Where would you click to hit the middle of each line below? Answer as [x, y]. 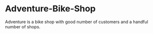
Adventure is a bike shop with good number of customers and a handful [77, 22]
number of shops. [23, 26]
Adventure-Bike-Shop [50, 9]
